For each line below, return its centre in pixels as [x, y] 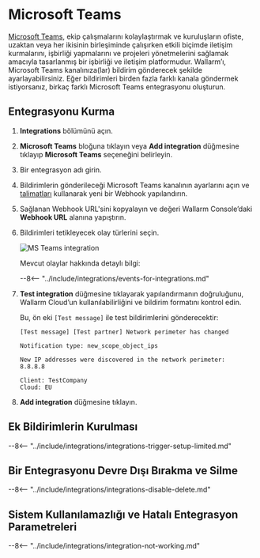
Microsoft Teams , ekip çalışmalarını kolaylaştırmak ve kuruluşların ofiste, [126, 36]
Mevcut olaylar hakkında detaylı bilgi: [80, 263]
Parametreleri [43, 527]
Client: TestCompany [53, 380]
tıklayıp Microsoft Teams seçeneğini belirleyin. [96, 154]
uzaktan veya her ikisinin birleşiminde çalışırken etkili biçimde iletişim [121, 44]
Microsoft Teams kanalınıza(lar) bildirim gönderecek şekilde [106, 70]
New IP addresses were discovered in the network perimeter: [122, 360]
